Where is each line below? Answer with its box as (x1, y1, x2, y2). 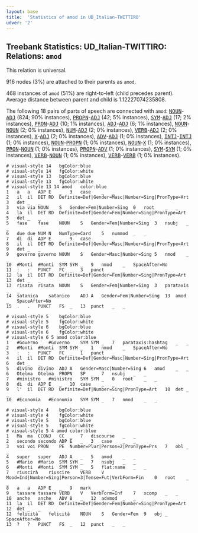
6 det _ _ (6, 360, 41, 367)
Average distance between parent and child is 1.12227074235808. (6, 96, 167, 103)
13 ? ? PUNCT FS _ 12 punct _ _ (6, 522, 126, 528)
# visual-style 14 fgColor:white (6, 169, 94, 175)
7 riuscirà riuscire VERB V (6, 469, 105, 475)
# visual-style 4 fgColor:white (6, 413, 94, 418)
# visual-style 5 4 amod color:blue (6, 428, 96, 434)
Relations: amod (6, 51, 62, 61)
